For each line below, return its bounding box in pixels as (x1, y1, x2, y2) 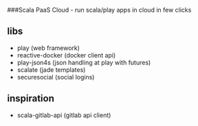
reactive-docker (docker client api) (16, 51, 116, 59)
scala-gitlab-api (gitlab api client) (16, 111, 111, 119)
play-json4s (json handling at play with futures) (16, 58, 151, 66)
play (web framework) (16, 44, 80, 52)
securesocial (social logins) (16, 73, 95, 81)
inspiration (7, 92, 55, 105)
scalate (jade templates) (16, 65, 86, 74)
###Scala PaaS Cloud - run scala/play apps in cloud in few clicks (7, 6, 192, 14)
